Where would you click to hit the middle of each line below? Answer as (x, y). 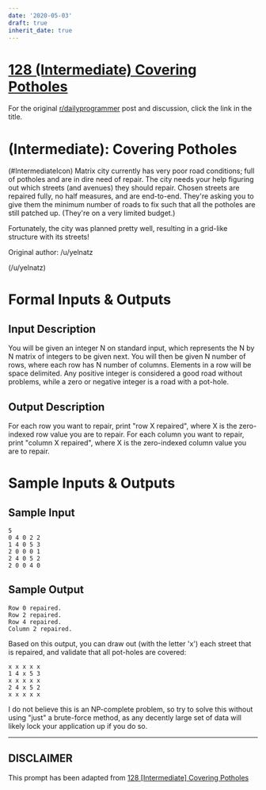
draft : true (28, 23)
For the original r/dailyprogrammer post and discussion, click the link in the (130, 109)
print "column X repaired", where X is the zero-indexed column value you (127, 443)
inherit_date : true (40, 30)
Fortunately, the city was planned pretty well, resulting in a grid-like (118, 229)
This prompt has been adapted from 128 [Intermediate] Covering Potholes (129, 777)
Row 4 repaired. (35, 622)
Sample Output (46, 590)
